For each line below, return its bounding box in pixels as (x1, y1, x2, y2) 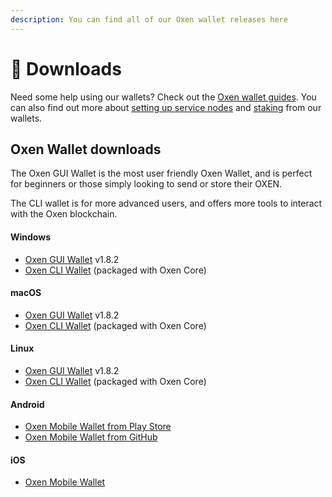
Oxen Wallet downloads (10, 141, 162, 158)
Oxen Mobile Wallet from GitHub (24, 431, 158, 443)
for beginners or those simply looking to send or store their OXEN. (10, 178, 283, 190)
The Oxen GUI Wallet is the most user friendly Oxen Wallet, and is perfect (10, 167, 313, 180)
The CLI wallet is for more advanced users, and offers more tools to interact (10, 197, 323, 210)
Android (10, 398, 45, 410)
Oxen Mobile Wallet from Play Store (24, 421, 172, 433)
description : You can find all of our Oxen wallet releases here (10, 14, 288, 25)
